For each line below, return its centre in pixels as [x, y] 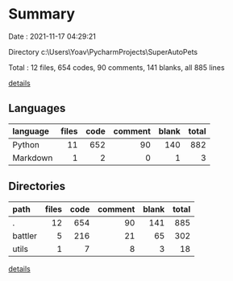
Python [26, 144]
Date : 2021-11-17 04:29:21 [52, 36]
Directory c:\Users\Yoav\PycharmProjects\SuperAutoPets [103, 52]
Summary [42, 14]
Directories [37, 186]
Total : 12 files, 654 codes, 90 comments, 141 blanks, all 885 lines [116, 67]
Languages [37, 108]
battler [25, 236]
